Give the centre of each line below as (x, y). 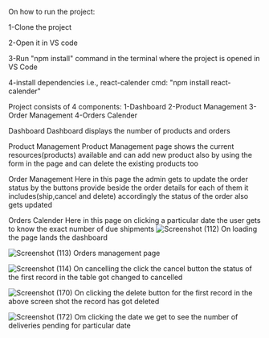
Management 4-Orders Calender (84, 115)
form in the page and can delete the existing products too (104, 163)
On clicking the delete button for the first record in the (163, 293)
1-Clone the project (40, 27)
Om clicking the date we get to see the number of (156, 317)
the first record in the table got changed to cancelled (96, 277)
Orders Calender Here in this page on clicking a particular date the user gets (134, 220)
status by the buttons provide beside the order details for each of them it (128, 188)
